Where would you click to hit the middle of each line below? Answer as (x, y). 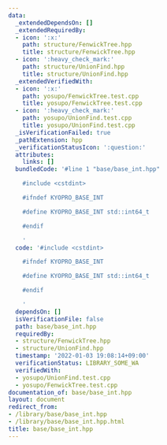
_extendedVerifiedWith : (54, 81)
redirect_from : (33, 407)
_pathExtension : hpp (49, 140)
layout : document (37, 400)
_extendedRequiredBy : (51, 30)
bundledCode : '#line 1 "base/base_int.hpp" (87, 169)
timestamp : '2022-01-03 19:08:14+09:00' (82, 356)
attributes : (35, 154)
